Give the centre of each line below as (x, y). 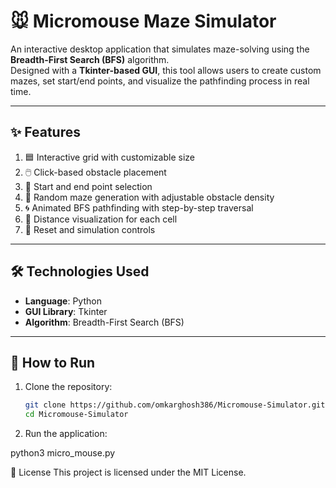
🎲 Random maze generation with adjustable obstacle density (149, 197)
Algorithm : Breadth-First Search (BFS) (104, 322)
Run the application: (66, 434)
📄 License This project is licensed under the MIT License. (128, 472)
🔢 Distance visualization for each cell (101, 219)
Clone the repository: (68, 387)
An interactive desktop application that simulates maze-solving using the (160, 49)
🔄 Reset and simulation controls (90, 229)
